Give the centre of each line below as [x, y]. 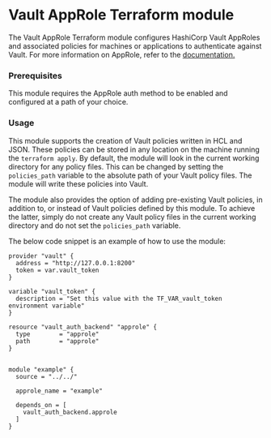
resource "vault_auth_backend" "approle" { [83, 327]
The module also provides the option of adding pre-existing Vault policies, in [135, 200]
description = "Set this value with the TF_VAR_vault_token [119, 298]
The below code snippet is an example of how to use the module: [117, 241]
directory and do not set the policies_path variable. [95, 225]
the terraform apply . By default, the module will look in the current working [134, 158]
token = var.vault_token [57, 270]
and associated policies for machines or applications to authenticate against [135, 45]
